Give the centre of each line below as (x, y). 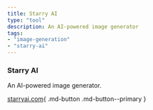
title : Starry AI (32, 14)
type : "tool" (26, 20)
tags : (15, 33)
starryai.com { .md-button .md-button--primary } (77, 99)
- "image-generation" (39, 40)
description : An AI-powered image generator (73, 26)
